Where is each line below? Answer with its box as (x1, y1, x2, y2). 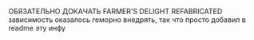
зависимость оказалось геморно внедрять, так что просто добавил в (8, 15, 246, 24)
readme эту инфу (8, 24, 66, 32)
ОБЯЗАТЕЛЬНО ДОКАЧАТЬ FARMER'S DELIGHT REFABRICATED (8, 7, 223, 16)
